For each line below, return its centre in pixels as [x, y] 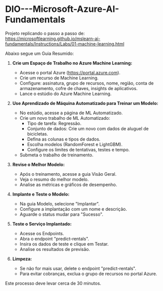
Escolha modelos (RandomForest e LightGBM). [75, 144]
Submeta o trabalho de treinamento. [56, 155]
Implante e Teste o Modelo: [41, 194]
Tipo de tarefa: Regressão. [54, 123]
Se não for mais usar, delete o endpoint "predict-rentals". [78, 268]
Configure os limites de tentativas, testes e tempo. [78, 149]
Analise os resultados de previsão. [55, 249]
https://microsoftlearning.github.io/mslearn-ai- [53, 39]
